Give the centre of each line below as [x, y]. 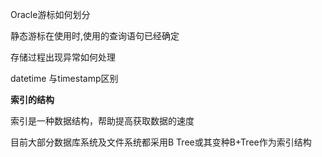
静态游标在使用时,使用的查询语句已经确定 [95, 36]
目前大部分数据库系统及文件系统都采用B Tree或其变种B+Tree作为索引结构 [161, 142]
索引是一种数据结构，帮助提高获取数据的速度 [102, 121]
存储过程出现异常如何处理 [63, 57]
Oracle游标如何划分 [50, 14]
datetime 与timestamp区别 [64, 78]
